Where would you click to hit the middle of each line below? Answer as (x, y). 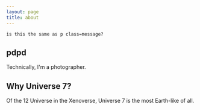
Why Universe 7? (39, 86)
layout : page (23, 12)
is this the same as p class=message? (55, 34)
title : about (23, 18)
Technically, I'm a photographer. (46, 67)
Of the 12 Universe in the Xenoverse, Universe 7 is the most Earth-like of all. (100, 101)
